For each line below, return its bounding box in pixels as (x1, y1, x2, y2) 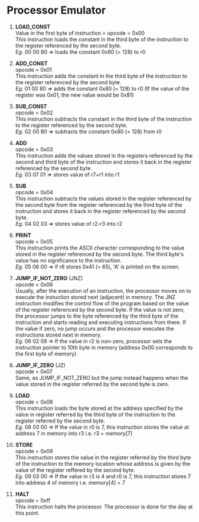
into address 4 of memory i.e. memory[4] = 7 (15, 479, 126, 486)
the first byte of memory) (15, 350, 77, 357)
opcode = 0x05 (15, 238, 53, 245)
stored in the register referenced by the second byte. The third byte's (15, 250, 184, 258)
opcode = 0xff (15, 497, 51, 504)
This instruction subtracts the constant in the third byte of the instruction (15, 115, 193, 122)
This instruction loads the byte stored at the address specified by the (15, 404, 184, 412)
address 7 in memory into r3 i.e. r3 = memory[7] (15, 430, 133, 437)
